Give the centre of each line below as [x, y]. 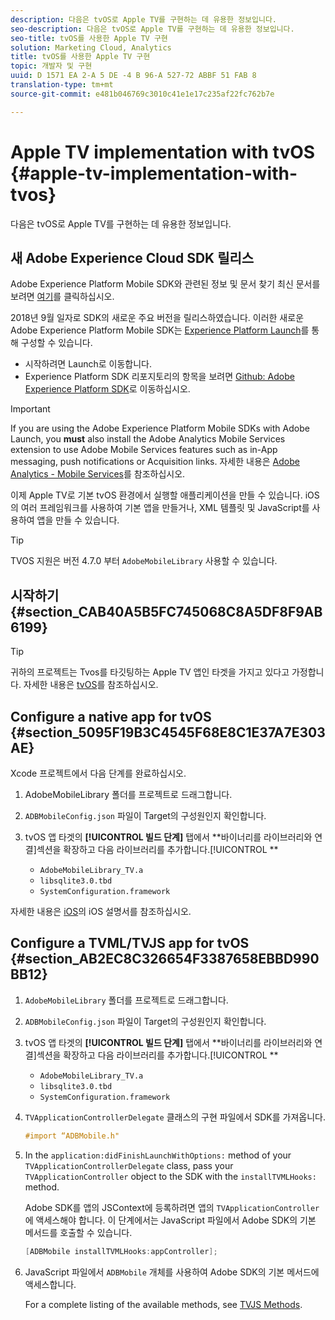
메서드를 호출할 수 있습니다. [78, 1232]
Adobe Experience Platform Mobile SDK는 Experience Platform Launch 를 [160, 330]
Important [30, 409]
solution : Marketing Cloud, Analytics [91, 47]
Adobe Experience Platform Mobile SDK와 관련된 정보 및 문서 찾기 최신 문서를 [165, 284]
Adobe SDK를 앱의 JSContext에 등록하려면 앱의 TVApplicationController [172, 1207]
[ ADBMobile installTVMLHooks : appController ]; [121, 1251]
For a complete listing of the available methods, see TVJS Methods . [163, 1304]
